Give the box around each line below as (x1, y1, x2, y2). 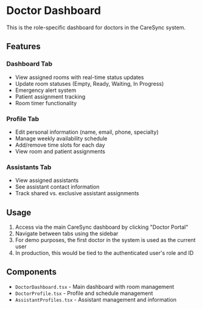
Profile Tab (6, 114, 40, 123)
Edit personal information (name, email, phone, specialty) (15, 128, 159, 136)
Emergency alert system (15, 86, 77, 94)
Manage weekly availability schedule (15, 134, 108, 142)
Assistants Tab (6, 162, 52, 171)
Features (6, 41, 41, 52)
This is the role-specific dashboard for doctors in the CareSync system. (6, 24, 186, 31)
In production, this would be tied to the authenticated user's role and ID (15, 249, 194, 257)
